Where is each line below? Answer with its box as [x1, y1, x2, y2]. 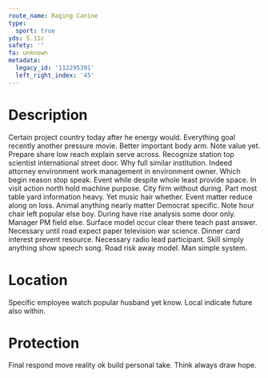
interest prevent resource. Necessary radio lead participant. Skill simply [8, 234, 244, 244]
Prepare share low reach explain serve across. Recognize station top [8, 149, 234, 159]
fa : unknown [8, 49, 48, 57]
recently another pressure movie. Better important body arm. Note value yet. [8, 141, 261, 151]
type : [8, 19, 26, 27]
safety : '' [8, 42, 45, 50]
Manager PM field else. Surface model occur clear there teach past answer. [8, 217, 258, 227]
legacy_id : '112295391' [15, 64, 94, 72]
